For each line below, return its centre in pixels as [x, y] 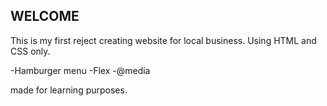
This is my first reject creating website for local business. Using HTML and [163, 40]
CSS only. [30, 51]
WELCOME [45, 16]
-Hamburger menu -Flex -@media [80, 70]
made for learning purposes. [69, 90]
